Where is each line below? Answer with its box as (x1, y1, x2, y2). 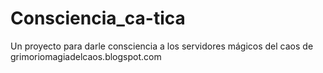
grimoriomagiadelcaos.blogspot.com (10, 50, 162, 62)
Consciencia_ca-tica (10, 7, 186, 30)
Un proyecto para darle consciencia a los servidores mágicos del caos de (10, 40, 314, 52)
